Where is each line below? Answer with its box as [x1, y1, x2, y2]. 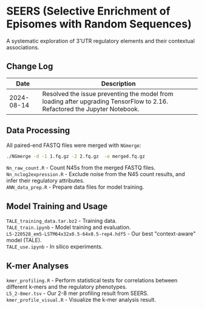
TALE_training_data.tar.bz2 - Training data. [6, 217, 117, 225]
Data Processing [6, 126, 70, 136]
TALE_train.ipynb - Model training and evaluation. [6, 223, 131, 231]
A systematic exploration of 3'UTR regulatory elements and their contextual [6, 37, 195, 44]
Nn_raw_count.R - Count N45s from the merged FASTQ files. [6, 164, 156, 171]
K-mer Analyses [6, 260, 69, 271]
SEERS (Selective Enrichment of [6, 4, 171, 18]
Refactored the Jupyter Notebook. [42, 104, 140, 113]
